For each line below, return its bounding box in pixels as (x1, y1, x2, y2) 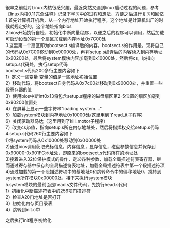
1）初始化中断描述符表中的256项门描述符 (5, 188, 91, 194)
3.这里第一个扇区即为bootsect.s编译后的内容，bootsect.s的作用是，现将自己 (5, 42, 164, 48)
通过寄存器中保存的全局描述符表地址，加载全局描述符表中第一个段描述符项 (9, 162, 165, 168)
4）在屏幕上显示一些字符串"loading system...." (5, 106, 102, 111)
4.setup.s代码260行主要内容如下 (5, 131, 73, 136)
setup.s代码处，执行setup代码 (5, 61, 68, 67)
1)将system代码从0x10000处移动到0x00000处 (5, 137, 101, 143)
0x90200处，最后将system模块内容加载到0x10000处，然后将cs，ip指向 (5, 55, 155, 61)
